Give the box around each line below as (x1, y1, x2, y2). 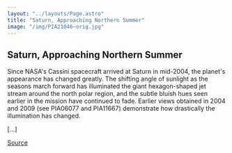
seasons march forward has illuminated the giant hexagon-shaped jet (7, 82, 207, 90)
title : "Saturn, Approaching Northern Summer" (7, 17, 145, 24)
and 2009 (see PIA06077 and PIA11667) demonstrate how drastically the (7, 104, 215, 113)
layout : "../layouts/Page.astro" (7, 10, 105, 17)
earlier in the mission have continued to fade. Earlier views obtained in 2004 (7, 97, 226, 105)
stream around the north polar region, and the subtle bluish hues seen (7, 90, 208, 98)
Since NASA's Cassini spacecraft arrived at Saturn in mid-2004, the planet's (7, 67, 226, 76)
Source (7, 138, 28, 147)
